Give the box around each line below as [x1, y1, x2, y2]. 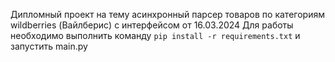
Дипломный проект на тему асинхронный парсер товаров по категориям [10, 9, 325, 20]
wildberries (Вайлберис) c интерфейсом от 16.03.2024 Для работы [10, 19, 294, 31]
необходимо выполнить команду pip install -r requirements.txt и [10, 30, 301, 41]
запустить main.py [10, 40, 88, 52]
